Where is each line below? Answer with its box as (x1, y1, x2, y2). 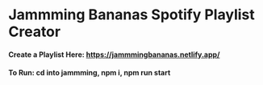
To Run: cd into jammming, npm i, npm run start (8, 68, 171, 78)
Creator (8, 22, 61, 41)
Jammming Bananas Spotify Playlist (8, 6, 256, 24)
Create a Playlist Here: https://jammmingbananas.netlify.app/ (8, 50, 220, 59)
